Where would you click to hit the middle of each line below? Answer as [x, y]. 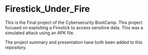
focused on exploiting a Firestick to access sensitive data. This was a [74, 27]
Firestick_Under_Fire [48, 9]
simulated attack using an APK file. [40, 33]
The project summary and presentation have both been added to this [74, 42]
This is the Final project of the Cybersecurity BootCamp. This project [74, 22]
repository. [16, 47]
